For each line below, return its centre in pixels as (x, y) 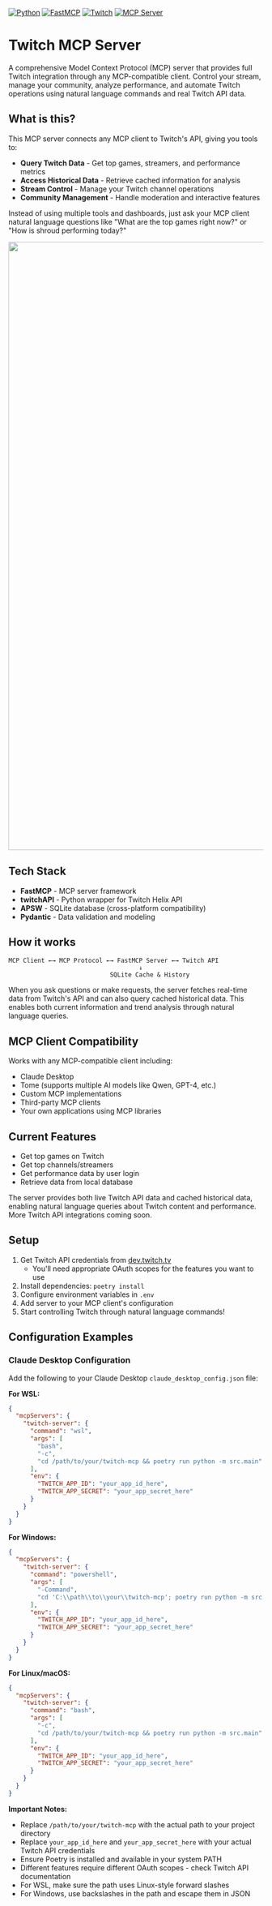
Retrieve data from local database (76, 1182)
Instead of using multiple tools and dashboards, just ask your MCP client (129, 213)
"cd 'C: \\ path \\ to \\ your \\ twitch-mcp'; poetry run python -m (143, 1597)
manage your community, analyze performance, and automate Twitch (124, 84)
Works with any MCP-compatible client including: (91, 1061)
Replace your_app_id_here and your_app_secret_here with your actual (136, 1842)
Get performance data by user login (80, 1173)
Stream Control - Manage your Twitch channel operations (117, 189)
